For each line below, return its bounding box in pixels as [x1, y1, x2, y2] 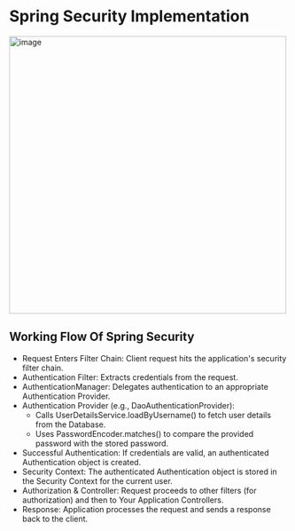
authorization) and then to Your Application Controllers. [21, 495, 224, 505]
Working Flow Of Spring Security [9, 329, 195, 345]
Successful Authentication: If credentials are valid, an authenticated [21, 447, 269, 458]
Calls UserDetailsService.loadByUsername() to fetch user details [35, 409, 272, 420]
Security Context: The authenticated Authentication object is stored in [21, 466, 277, 477]
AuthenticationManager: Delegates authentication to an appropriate [21, 381, 268, 392]
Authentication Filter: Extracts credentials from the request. [21, 371, 239, 383]
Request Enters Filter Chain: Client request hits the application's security [21, 353, 287, 363]
